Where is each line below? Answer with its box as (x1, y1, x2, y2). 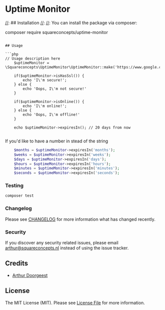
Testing (5, 182, 24, 189)
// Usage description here (5, 56, 60, 61)
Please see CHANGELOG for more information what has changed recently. (5, 216, 156, 222)
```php (5, 52, 19, 57)
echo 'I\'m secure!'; (23, 77, 67, 82)
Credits (5, 259, 28, 268)
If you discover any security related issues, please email (5, 240, 119, 245)
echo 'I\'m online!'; (23, 103, 67, 108)
